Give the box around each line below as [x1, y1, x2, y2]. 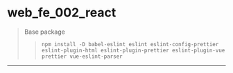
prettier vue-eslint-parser [41, 53, 123, 60]
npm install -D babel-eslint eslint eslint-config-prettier [41, 41, 219, 48]
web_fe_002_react [7, 5, 116, 21]
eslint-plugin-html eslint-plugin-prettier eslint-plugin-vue [41, 47, 225, 54]
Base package [24, 28, 66, 36]
